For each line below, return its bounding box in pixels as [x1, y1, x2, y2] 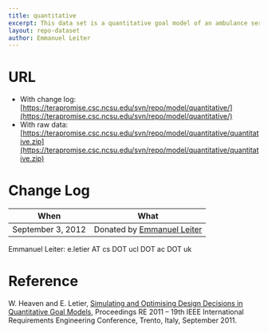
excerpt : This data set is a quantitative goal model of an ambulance [8, 19, 248, 27]
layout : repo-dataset [8, 26, 81, 34]
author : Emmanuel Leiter [8, 33, 91, 42]
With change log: [19, 95, 77, 104]
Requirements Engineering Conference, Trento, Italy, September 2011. [8, 315, 238, 325]
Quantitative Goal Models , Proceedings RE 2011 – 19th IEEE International [8, 308, 245, 317]
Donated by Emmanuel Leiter [93, 224, 203, 235]
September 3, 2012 [12, 224, 86, 235]
